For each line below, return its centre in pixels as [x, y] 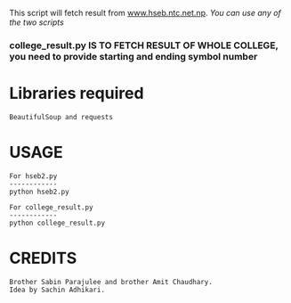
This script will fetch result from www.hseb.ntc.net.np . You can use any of [145, 13]
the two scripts [36, 22]
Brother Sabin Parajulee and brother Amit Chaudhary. [111, 282]
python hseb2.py [39, 192]
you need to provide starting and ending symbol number [133, 56]
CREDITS [43, 258]
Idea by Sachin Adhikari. [57, 290]
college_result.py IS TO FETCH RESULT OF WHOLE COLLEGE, [144, 45]
